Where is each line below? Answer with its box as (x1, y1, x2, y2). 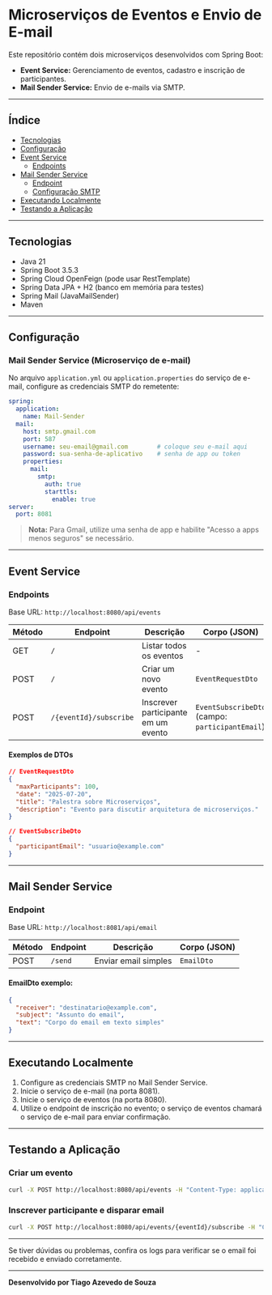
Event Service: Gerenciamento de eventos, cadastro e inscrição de (19, 65, 245, 74)
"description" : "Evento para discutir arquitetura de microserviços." (15, 805, 259, 813)
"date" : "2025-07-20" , (15, 790, 92, 798)
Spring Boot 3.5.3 (19, 265, 79, 274)
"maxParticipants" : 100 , (15, 783, 100, 791)
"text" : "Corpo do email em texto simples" (15, 1018, 164, 1027)
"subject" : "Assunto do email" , (15, 1011, 125, 1019)
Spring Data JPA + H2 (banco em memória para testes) (19, 282, 204, 292)
